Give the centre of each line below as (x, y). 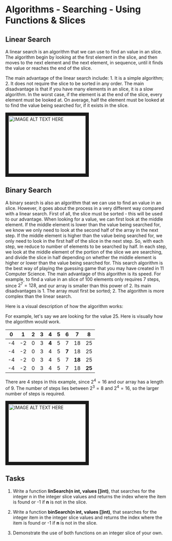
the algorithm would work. (33, 322)
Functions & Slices (45, 20)
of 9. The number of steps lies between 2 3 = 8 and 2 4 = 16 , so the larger (82, 388)
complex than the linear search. (39, 296)
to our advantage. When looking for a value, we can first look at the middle (84, 219)
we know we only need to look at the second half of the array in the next (82, 230)
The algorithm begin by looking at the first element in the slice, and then (81, 57)
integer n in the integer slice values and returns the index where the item (89, 496)
